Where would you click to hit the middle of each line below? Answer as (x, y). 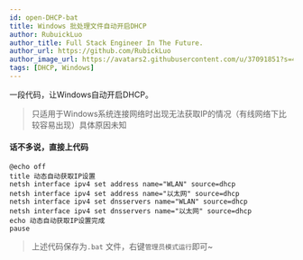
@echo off (28, 167)
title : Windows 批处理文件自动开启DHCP (78, 26)
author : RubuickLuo (46, 34)
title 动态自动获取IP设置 (53, 176)
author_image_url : (44, 59)
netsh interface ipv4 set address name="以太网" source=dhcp (124, 194)
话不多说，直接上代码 (49, 147)
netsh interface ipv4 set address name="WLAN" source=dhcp (123, 184)
